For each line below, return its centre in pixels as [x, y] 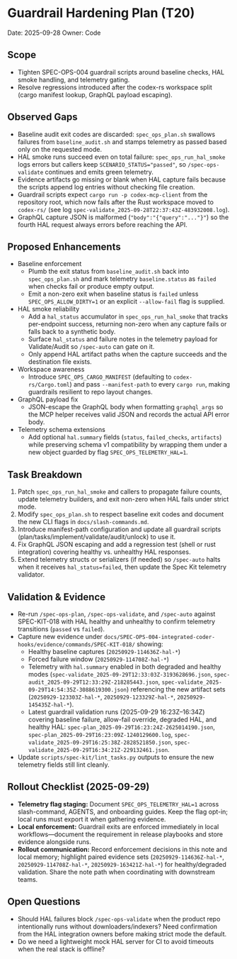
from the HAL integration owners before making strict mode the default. [122, 933]
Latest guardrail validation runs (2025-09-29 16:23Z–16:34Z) [116, 712]
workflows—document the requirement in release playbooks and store [120, 834]
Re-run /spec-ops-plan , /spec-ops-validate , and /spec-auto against [116, 614]
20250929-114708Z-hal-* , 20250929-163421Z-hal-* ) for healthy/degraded [122, 864]
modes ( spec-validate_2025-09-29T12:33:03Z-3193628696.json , [120, 674]
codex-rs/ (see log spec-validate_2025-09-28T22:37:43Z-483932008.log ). [123, 209]
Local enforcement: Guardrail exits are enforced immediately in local [118, 826]
